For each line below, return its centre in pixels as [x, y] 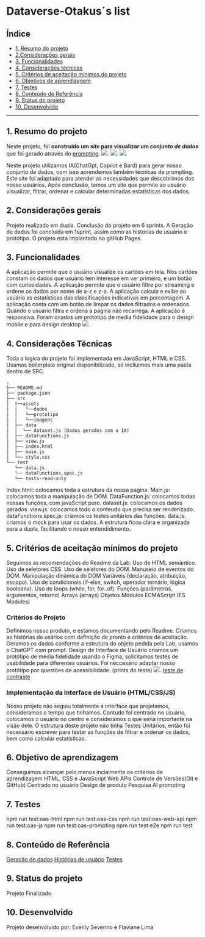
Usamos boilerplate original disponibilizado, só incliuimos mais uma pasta [99, 365]
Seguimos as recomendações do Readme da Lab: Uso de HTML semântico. [101, 563]
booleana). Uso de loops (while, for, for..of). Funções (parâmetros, [89, 589]
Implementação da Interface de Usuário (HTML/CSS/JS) [91, 692]
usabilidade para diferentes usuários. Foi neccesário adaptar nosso [91, 663]
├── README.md [24, 388]
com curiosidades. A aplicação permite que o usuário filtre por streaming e [100, 285]
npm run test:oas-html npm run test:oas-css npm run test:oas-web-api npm [102, 819]
